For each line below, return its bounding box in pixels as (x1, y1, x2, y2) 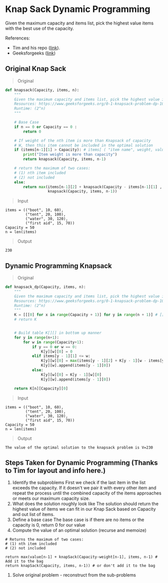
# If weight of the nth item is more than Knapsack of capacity (14, 138, 151, 143)
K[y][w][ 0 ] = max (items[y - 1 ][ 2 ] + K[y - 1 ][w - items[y (40, 358, 164, 363)
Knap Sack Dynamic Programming (5, 3, 150, 15)
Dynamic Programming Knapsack (5, 261, 112, 270)
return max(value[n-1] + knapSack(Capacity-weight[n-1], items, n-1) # (5, 554, 157, 559)
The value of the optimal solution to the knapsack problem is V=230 (5, 445, 153, 450)
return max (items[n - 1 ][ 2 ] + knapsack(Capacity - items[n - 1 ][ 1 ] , (23, 184, 162, 189)
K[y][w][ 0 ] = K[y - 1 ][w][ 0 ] (40, 372, 101, 377)
